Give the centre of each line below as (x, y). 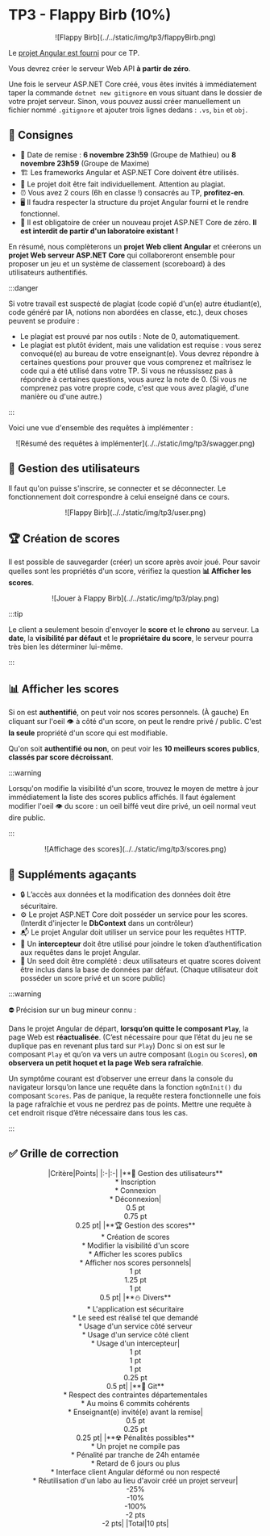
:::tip (16, 614)
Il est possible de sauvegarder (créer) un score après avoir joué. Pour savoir (134, 562)
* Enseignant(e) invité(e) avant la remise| (135, 1412)
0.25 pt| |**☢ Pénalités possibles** (135, 1438)
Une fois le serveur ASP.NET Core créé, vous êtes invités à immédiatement (133, 84)
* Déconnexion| (135, 1199)
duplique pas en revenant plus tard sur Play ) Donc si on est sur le (117, 1046)
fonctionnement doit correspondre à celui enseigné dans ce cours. (119, 496)
